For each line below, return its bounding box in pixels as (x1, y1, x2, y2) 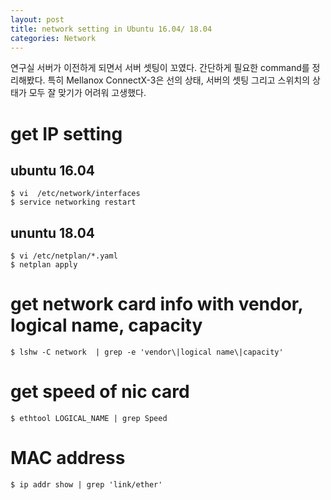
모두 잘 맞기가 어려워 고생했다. (28, 87, 147, 99)
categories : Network (10, 33, 97, 43)
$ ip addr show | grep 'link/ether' (10, 480, 163, 490)
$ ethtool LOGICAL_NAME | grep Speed (10, 414, 168, 424)
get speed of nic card (10, 381, 190, 403)
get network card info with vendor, (10, 293, 303, 316)
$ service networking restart (10, 197, 137, 208)
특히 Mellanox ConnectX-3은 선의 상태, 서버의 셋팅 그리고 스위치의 (47, 74, 311, 86)
